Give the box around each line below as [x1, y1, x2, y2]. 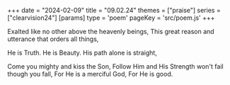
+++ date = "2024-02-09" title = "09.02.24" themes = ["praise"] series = [7, 6, 221, 14]
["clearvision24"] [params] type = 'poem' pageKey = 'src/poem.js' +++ [7, 13, 215, 22]
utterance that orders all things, [7, 35, 99, 43]
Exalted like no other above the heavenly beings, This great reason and [7, 28, 214, 35]
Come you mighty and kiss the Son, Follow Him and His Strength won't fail [7, 62, 224, 70]
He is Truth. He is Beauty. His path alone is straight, [7, 49, 157, 57]
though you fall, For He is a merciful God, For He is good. [7, 70, 173, 78]
